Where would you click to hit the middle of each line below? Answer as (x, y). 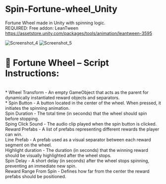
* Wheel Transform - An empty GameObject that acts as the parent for (77, 92)
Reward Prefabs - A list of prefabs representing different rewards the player (82, 129)
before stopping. (22, 118)
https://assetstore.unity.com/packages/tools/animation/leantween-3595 (79, 33)
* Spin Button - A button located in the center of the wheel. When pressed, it (83, 103)
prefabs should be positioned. (36, 176)
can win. (14, 134)
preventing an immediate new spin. (41, 166)
